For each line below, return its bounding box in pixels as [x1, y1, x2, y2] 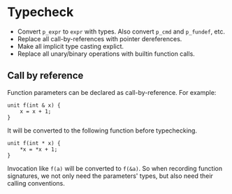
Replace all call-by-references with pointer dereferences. [17, 34, 182, 43]
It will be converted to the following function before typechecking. [7, 126, 198, 135]
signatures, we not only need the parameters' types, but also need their [7, 172, 213, 180]
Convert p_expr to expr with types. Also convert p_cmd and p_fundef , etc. [17, 27, 226, 36]
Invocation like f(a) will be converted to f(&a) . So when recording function [7, 164, 223, 172]
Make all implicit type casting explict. [17, 42, 124, 50]
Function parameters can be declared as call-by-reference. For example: [7, 88, 217, 96]
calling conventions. [7, 179, 65, 187]
